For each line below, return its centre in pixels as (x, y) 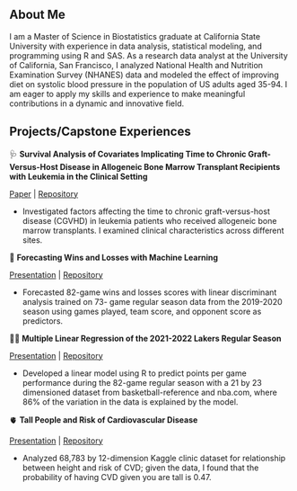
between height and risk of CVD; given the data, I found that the (140, 468)
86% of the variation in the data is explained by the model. (130, 402)
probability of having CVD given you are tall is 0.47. (117, 477)
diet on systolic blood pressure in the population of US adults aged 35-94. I (148, 84)
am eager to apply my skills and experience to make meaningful (127, 94)
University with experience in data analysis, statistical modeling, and (135, 46)
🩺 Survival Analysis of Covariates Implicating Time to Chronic (128, 154)
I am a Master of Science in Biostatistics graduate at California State (135, 36)
